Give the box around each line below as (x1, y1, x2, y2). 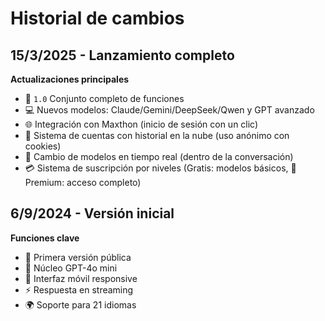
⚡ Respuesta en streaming (24, 283, 134, 296)
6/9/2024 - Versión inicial (10, 205, 175, 222)
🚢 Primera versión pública (24, 251, 132, 263)
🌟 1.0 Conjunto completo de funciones (24, 93, 185, 104)
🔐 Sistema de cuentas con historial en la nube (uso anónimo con (24, 130, 290, 141)
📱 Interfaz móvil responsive (24, 272, 138, 284)
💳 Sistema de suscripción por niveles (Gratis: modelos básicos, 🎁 (24, 162, 297, 174)
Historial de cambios (10, 7, 185, 30)
